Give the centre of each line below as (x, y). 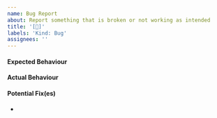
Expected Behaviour (37, 61)
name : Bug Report (32, 14)
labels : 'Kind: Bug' (37, 33)
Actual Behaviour (33, 78)
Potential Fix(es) (31, 93)
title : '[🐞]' (26, 26)
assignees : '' (28, 40)
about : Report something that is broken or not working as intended (109, 20)
